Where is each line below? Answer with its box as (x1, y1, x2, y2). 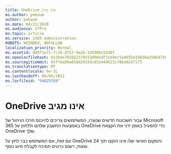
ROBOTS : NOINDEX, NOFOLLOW (5, 41, 63, 46)
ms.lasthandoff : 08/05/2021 (5, 74, 65, 79)
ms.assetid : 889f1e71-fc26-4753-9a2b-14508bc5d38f (5, 50, 115, 55)
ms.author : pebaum (5, 12, 44, 17)
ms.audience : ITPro (5, 26, 47, 32)
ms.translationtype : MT (5, 64, 56, 69)
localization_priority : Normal (5, 45, 72, 50)
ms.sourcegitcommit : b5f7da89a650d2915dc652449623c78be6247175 (5, 59, 142, 65)
